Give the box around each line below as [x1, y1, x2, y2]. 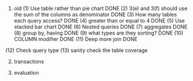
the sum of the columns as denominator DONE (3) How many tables [13, 11, 177, 18]
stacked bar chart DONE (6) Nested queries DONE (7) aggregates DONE [13, 23, 188, 30]
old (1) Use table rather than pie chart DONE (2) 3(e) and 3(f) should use [13, 5, 188, 12]
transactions [13, 58, 44, 65]
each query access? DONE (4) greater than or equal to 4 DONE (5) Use [13, 17, 185, 24]
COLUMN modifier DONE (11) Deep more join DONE [13, 36, 138, 42]
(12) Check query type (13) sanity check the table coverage [5, 47, 148, 54]
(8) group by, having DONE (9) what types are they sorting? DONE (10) [13, 30, 184, 36]
